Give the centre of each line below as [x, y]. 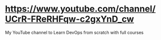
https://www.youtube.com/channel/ [80, 9]
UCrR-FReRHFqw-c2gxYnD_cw [70, 19]
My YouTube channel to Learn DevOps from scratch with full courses [74, 32]
